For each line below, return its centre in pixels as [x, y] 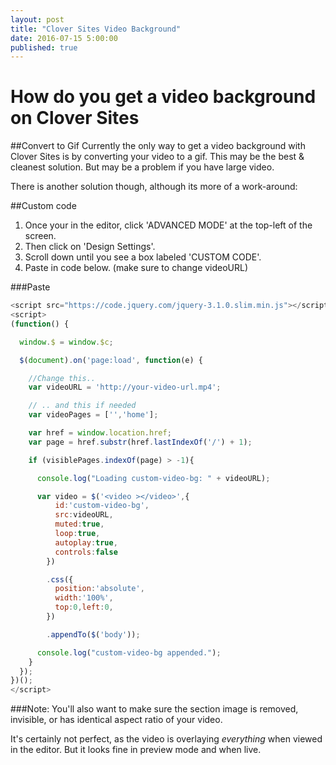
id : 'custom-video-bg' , [102, 506]
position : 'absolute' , [99, 589]
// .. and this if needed [82, 406]
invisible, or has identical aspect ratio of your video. [116, 720]
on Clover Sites [75, 118]
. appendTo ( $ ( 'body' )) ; [93, 634]
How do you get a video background [163, 97]
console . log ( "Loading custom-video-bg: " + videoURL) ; [153, 478]
